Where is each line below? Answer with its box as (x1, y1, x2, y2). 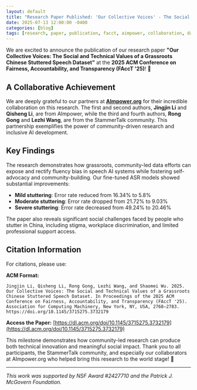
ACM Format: (6, 272, 39, 279)
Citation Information (6, 245, 81, 255)
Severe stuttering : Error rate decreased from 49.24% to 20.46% (14, 204, 172, 211)
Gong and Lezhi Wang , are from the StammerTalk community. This (6, 116, 168, 123)
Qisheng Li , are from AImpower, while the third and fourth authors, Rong (6, 110, 182, 117)
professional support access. (6, 228, 77, 235)
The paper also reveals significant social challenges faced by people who (6, 215, 184, 222)
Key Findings (6, 146, 55, 156)
